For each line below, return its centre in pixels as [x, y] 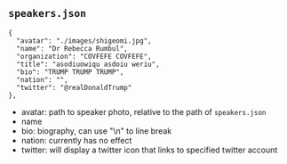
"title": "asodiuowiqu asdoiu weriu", [88, 64]
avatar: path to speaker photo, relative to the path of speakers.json [143, 111]
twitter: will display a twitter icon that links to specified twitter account [149, 150]
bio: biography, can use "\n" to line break [96, 131]
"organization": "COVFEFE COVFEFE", [84, 56]
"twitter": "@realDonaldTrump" [74, 87]
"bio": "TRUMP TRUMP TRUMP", [70, 72]
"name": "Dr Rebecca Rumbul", [72, 48]
